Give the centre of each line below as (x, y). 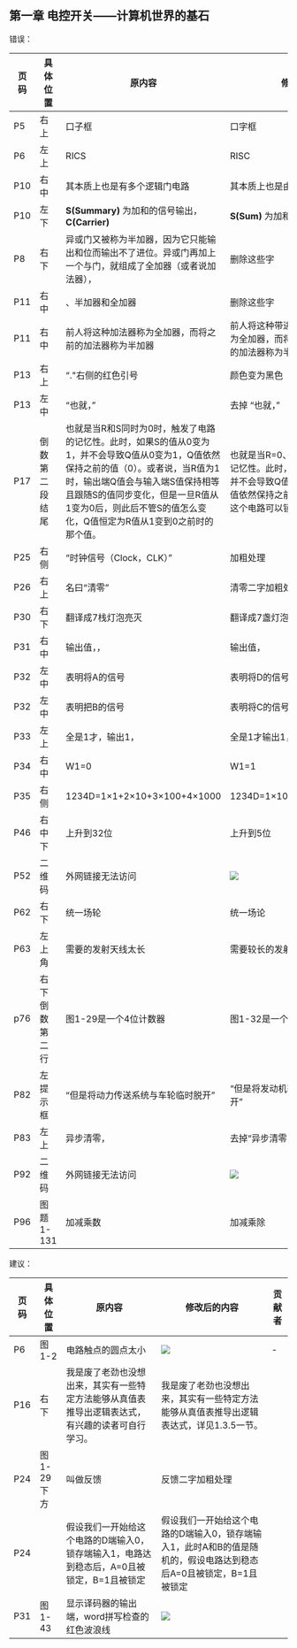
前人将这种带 (256, 326)
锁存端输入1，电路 (104, 1553)
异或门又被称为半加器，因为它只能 (137, 239)
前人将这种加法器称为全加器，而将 (137, 332)
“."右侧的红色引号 (102, 375)
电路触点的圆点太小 (106, 1350)
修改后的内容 (212, 1307)
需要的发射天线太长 (106, 949)
